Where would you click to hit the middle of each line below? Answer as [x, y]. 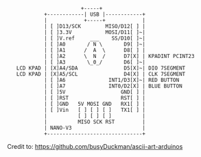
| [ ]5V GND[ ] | [95, 92]
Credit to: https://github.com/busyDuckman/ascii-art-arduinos [95, 146]
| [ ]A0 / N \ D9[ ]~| [95, 44]
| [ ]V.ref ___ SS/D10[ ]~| [95, 38]
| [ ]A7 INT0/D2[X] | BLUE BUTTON [113, 86]
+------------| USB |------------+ [95, 14]
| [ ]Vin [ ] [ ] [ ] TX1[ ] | [95, 110]
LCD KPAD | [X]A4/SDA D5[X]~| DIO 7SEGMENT [101, 68]
